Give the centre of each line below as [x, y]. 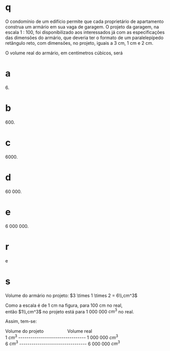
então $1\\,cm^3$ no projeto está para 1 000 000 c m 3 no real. [70, 311]
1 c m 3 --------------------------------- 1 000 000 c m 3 [62, 337]
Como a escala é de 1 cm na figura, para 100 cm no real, [64, 305]
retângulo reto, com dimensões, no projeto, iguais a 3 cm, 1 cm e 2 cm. [79, 43]
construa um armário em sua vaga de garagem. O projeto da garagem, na [82, 26]
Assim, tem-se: [21, 321]
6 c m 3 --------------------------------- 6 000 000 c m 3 [63, 343]
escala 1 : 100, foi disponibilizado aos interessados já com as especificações [85, 32]
